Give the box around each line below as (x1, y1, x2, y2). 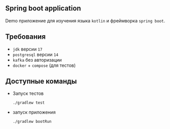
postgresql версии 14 (12, 51, 58, 58)
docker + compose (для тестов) (12, 62, 76, 68)
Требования (5, 33, 46, 41)
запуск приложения (12, 109, 56, 115)
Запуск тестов (12, 90, 44, 96)
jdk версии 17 (12, 46, 43, 52)
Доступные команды (5, 77, 77, 86)
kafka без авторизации (12, 57, 62, 63)
